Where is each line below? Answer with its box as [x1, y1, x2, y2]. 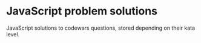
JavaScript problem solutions [6, 4, 158, 18]
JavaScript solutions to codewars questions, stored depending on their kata [6, 24, 196, 31]
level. [6, 30, 20, 38]
